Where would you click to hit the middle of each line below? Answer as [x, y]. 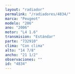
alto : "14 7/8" [20, 50]
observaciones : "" [24, 59]
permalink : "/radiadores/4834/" [38, 14]
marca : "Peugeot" [23, 18]
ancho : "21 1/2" [21, 55]
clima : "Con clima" [25, 46]
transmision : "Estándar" [30, 37]
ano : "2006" [17, 28]
